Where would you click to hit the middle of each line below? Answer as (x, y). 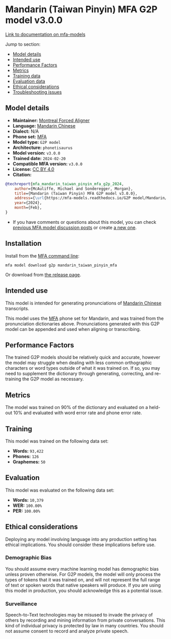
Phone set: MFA (30, 137)
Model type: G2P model (37, 142)
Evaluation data (29, 81)
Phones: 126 (26, 456)
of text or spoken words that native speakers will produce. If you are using (83, 585)
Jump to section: (23, 44)
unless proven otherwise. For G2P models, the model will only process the (83, 574)
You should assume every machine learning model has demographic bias (82, 569)
